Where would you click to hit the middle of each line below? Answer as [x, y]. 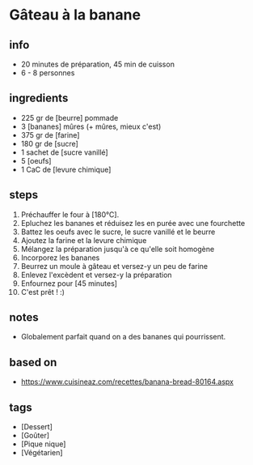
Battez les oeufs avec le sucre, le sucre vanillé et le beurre [118, 232]
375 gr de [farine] [50, 134]
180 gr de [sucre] [50, 143]
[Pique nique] [43, 444]
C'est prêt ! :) [43, 292]
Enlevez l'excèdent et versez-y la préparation [96, 275]
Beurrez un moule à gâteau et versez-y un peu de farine [114, 266]
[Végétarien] [42, 453]
